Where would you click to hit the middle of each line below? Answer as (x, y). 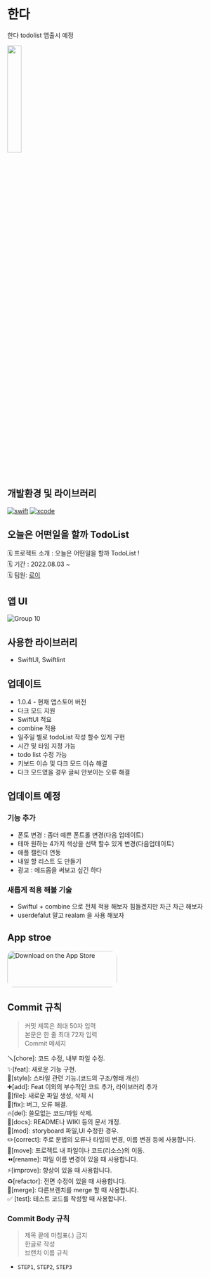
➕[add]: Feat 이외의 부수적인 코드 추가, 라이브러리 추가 (83, 1086)
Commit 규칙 (34, 1007)
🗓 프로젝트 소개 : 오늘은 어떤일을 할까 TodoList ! (73, 553)
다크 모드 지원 (36, 711)
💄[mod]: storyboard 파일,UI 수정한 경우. (63, 1131)
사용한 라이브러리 (42, 642)
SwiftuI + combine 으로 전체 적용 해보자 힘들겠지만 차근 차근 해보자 (110, 906)
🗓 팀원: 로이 (24, 575)
